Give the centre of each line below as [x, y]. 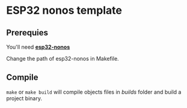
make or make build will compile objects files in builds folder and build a [94, 92]
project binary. [24, 98]
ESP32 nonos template [64, 10]
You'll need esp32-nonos [38, 47]
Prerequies [27, 33]
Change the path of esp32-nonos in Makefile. [63, 58]
